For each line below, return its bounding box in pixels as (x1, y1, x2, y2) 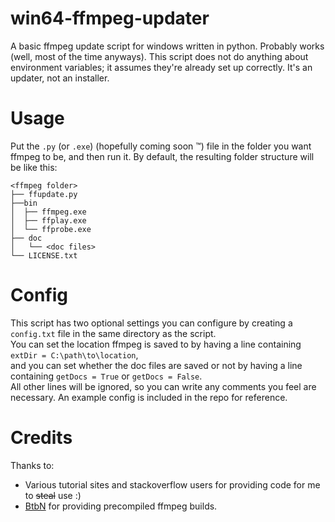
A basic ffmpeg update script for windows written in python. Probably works (10, 40, 325, 52)
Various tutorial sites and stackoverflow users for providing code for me (24, 478, 321, 491)
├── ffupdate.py (10, 189, 78, 199)
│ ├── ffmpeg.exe (10, 207, 87, 217)
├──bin (10, 198, 38, 208)
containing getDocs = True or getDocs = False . (10, 370, 203, 382)
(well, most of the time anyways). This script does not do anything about (10, 50, 309, 62)
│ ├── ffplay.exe (10, 215, 87, 226)
